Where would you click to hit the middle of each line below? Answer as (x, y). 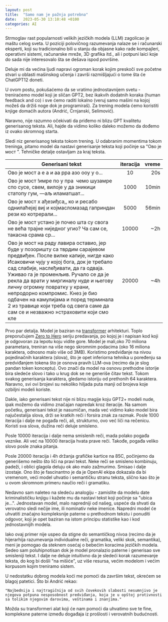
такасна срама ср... (31, 235)
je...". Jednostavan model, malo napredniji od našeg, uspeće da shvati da (80, 503)
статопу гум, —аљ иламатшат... (46, 193)
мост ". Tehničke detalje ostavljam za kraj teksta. (55, 152)
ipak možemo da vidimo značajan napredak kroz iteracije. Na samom (76, 404)
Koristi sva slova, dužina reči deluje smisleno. (52, 426)
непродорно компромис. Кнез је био (52, 293)
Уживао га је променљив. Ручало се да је (58, 274)
